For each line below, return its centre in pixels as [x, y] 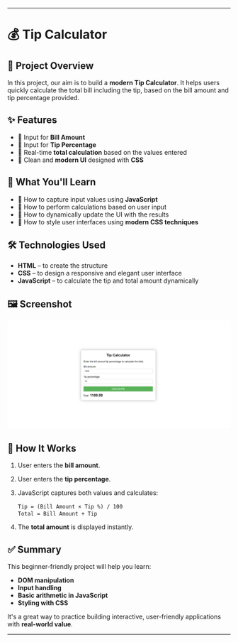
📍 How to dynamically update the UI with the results [93, 214]
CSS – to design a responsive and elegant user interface [100, 273]
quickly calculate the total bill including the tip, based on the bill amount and [118, 90]
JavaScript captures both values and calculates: [88, 493]
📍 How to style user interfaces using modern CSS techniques [108, 222]
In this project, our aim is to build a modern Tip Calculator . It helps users [114, 83]
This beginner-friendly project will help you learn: [79, 567]
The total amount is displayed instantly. [75, 527]
